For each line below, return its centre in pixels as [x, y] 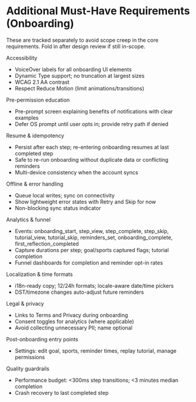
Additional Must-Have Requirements [98, 11]
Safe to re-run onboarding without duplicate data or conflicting [91, 159]
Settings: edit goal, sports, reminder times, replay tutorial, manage [96, 351]
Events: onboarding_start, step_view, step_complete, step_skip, [92, 231]
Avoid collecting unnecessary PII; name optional [73, 328]
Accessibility [22, 58]
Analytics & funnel [29, 219]
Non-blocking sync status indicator [58, 208]
